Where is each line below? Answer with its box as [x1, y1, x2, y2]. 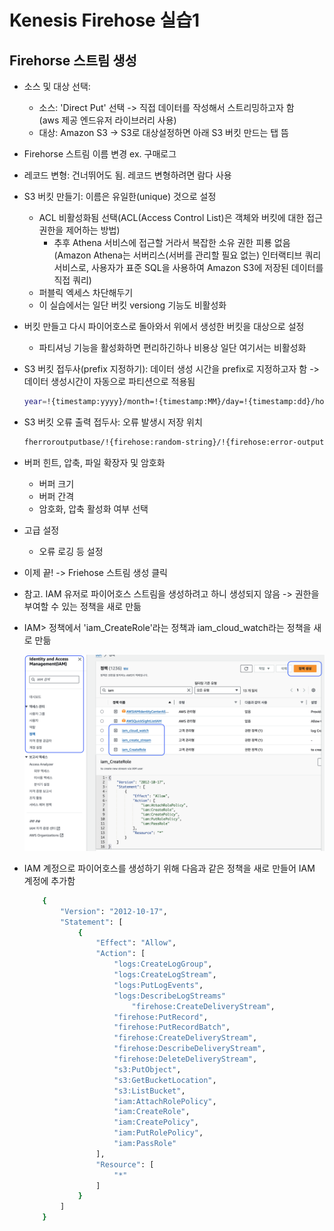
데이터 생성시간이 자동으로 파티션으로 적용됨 [23, 376, 196, 387]
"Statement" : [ [60, 917, 124, 927]
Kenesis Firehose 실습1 [9, 9, 201, 32]
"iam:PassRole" [113, 1139, 177, 1149]
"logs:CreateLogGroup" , [113, 959, 213, 970]
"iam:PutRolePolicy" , [113, 1128, 204, 1138]
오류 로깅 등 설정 [38, 545, 104, 557]
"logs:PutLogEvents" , [113, 980, 204, 990]
